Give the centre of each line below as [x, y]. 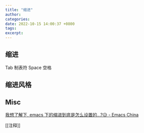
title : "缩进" [19, 10]
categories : [17, 19]
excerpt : [14, 33]
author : [13, 14]
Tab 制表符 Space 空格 [28, 67]
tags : [11, 28]
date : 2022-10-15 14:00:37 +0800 [40, 24]
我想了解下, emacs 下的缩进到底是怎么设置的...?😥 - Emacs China [72, 115]
